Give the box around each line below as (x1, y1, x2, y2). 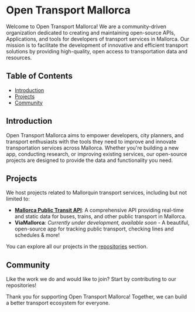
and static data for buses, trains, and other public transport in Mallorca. (14, 213, 187, 220)
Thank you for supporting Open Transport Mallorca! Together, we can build (6, 293, 187, 300)
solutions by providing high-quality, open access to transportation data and (6, 48, 188, 55)
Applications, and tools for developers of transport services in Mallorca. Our (6, 35, 190, 42)
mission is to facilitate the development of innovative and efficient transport (6, 42, 189, 49)
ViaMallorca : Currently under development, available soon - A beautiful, (14, 219, 190, 226)
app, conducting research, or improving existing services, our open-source (6, 150, 187, 157)
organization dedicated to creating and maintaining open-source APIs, (6, 29, 176, 36)
